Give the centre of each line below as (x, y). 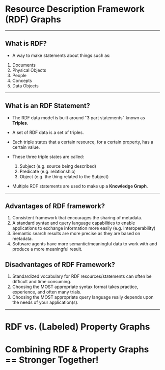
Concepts (22, 80)
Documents (24, 65)
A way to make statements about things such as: (61, 55)
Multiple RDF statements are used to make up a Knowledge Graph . (80, 186)
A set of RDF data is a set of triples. (48, 132)
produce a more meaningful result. (47, 249)
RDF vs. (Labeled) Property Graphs (78, 327)
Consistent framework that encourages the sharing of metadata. (77, 218)
